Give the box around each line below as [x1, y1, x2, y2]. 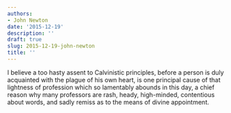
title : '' [7, 50, 36, 56]
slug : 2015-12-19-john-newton [7, 43, 96, 50]
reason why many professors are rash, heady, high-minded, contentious [7, 90, 215, 98]
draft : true [7, 36, 42, 43]
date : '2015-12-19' [7, 23, 64, 30]
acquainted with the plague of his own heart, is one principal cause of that [7, 75, 221, 84]
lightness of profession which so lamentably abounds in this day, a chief [7, 83, 215, 91]
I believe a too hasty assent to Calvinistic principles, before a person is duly [7, 68, 225, 77]
